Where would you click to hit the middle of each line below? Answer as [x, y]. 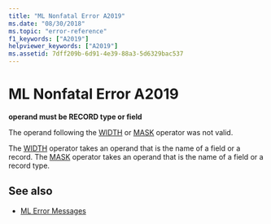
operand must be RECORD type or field [75, 116]
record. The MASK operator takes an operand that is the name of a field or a [136, 156]
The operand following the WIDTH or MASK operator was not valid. [121, 132]
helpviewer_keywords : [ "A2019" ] [63, 46]
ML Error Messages [53, 211]
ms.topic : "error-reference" [58, 31]
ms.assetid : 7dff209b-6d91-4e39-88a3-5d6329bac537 [96, 54]
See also [31, 191]
